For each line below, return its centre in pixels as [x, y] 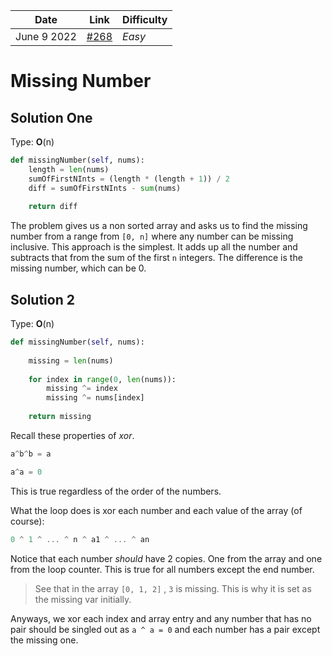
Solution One [51, 117]
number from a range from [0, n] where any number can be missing [152, 236]
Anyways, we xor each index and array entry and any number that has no [161, 618]
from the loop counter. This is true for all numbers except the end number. [162, 569]
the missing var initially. [83, 599]
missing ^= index [82, 389]
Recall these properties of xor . [72, 435]
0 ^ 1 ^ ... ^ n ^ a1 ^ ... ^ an [80, 539]
